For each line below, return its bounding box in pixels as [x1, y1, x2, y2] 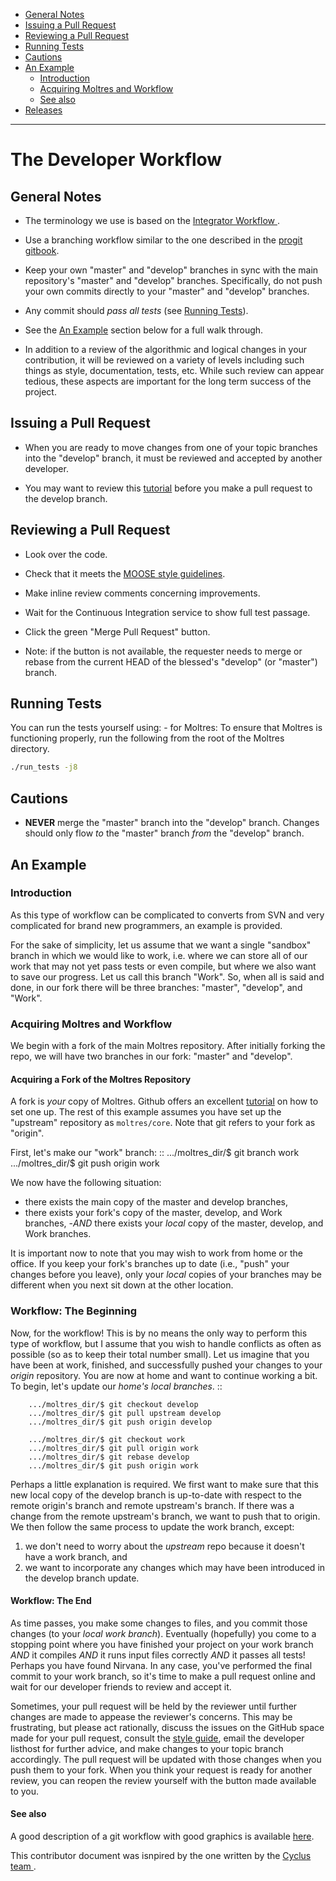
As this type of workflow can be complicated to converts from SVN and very [10, 909, 325, 921]
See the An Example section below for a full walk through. [24, 324, 264, 336]
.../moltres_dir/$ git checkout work [28, 1434, 186, 1444]
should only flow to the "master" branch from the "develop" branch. [24, 827, 305, 839]
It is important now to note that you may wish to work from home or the [10, 1247, 303, 1259]
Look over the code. [24, 548, 108, 560]
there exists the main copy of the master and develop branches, [24, 1196, 288, 1208]
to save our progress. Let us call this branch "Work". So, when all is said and [10, 970, 325, 983]
